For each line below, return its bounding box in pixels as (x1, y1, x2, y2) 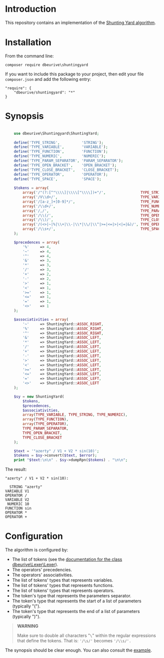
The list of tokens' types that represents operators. (12, 587, 115, 593)
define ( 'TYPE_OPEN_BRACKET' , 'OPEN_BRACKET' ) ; (14, 163, 117, 167)
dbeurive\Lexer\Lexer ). (12, 562, 59, 567)
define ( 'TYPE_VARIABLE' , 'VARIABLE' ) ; (14, 144, 108, 150)
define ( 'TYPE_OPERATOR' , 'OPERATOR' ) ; (14, 172, 108, 177)
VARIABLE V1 (5, 489, 29, 494)
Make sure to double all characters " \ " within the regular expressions (17, 633, 156, 638)
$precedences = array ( (14, 240, 60, 245)
